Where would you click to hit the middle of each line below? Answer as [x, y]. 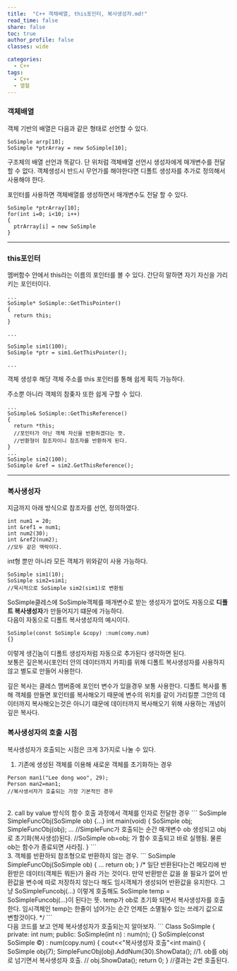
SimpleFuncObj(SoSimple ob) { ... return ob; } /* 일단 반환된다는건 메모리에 [113, 864]
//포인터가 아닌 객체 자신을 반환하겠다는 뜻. [70, 433]
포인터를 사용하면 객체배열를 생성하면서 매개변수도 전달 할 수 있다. [98, 194]
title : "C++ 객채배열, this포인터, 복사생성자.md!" [78, 14]
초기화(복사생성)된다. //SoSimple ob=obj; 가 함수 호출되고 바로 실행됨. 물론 [118, 838]
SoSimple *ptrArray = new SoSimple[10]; [68, 148]
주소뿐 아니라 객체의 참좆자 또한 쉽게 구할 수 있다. [75, 394]
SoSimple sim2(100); [38, 459]
